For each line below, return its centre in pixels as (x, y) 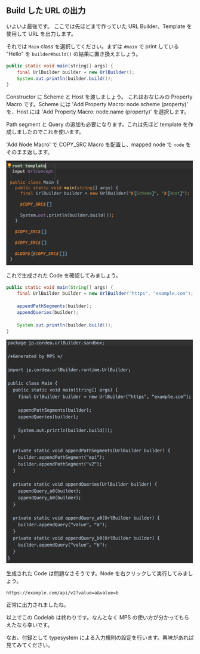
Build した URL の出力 (46, 11)
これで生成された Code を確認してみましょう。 (64, 275)
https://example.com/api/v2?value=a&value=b (62, 593)
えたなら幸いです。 (30, 625)
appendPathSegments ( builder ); (55, 306)
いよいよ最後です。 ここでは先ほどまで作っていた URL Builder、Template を (99, 26)
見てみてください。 (30, 645)
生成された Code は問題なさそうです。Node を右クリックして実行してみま (97, 573)
